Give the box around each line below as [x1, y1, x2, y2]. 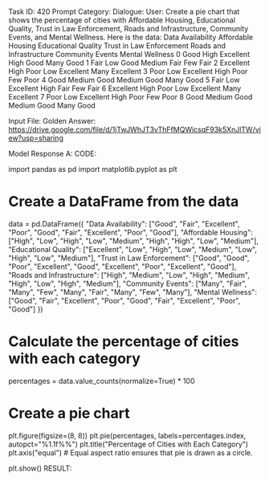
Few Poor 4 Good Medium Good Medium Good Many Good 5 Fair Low [8, 75, 240, 84]
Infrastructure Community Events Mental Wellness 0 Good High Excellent [8, 50, 251, 59]
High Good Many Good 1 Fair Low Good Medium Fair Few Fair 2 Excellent [8, 58, 251, 67]
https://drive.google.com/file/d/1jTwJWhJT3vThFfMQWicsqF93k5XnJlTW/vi [8, 124, 261, 134]
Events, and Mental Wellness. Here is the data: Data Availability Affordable [8, 32, 254, 42]
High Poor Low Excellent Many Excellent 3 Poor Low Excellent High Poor [8, 67, 248, 75]
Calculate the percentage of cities [8, 332, 239, 351]
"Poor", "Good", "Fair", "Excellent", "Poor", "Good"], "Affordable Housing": [8, 227, 253, 237]
